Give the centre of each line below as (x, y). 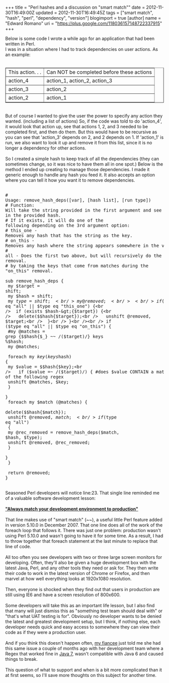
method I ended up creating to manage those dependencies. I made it (77, 169)
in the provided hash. (33, 215)
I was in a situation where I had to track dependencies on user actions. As (82, 49)
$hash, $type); (24, 437)
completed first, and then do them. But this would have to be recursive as (81, 132)
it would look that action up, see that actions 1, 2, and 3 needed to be (77, 126)
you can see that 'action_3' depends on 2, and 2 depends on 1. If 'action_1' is (84, 137)
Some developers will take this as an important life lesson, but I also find (80, 606)
